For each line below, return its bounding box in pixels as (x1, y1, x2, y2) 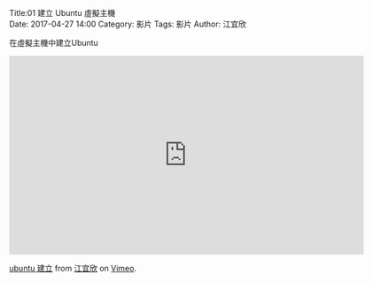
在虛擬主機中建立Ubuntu (9, 38, 99, 48)
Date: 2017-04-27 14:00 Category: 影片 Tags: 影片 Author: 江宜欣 (9, 19, 246, 29)
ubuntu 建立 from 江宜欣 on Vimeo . (9, 263, 137, 273)
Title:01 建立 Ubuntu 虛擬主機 (9, 8, 116, 18)
